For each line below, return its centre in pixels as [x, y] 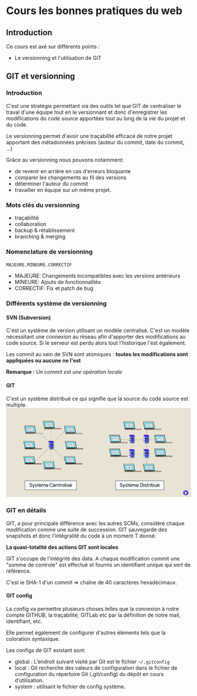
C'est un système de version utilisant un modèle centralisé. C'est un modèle [98, 330]
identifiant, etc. [24, 621]
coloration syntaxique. [33, 638]
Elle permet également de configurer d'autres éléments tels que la [86, 633]
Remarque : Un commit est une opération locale [64, 372]
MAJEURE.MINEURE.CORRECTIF [39, 265]
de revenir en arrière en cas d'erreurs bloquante [72, 171]
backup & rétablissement [45, 230]
